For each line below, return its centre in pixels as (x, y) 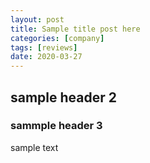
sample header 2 (64, 97)
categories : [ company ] (57, 38)
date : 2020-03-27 (46, 57)
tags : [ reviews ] (44, 47)
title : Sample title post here (75, 29)
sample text (34, 147)
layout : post (37, 19)
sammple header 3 (56, 126)
